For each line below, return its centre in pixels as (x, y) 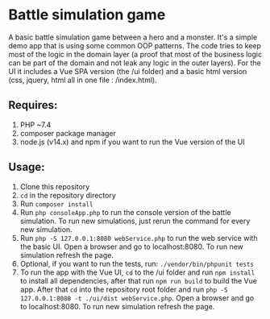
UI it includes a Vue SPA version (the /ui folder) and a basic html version (128, 71)
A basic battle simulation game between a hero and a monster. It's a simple (133, 37)
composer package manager (68, 133)
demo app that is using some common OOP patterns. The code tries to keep (135, 45)
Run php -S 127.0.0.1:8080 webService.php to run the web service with (139, 238)
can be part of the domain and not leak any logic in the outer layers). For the (135, 63)
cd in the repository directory (68, 195)
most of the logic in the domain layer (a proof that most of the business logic (135, 54)
